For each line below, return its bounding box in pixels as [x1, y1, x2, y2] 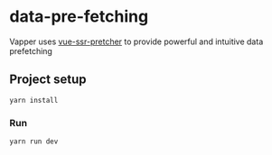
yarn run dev [9, 137, 59, 146]
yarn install [9, 96, 59, 105]
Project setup [9, 72, 88, 87]
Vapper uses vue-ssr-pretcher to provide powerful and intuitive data [9, 36, 264, 47]
